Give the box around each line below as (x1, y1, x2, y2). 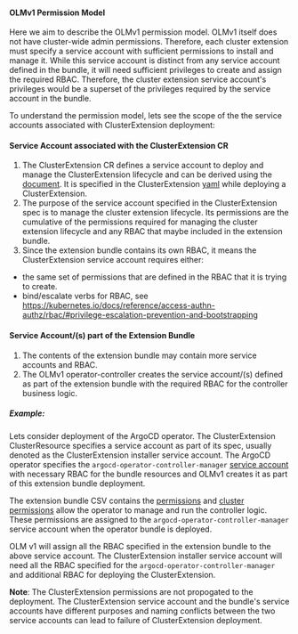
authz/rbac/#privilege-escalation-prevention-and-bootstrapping (21, 310, 258, 321)
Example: (9, 408, 45, 419)
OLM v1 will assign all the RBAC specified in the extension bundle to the (9, 541, 271, 551)
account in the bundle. (9, 93, 92, 104)
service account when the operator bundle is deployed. (9, 524, 213, 534)
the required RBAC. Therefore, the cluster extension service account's (9, 74, 267, 85)
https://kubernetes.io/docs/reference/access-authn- (21, 300, 215, 311)
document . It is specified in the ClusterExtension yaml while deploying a (21, 179, 286, 190)
